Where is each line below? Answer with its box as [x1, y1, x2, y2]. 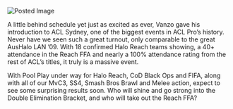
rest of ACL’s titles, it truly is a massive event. [7, 58, 139, 66]
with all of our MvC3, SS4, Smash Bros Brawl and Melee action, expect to [7, 79, 221, 87]
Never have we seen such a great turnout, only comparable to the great [7, 35, 215, 44]
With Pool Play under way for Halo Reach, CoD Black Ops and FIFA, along [7, 71, 221, 79]
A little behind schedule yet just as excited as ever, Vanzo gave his [7, 20, 201, 28]
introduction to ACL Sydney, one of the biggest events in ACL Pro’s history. [7, 28, 225, 36]
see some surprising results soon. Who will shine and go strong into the [7, 86, 216, 94]
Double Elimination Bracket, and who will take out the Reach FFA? [7, 94, 198, 102]
